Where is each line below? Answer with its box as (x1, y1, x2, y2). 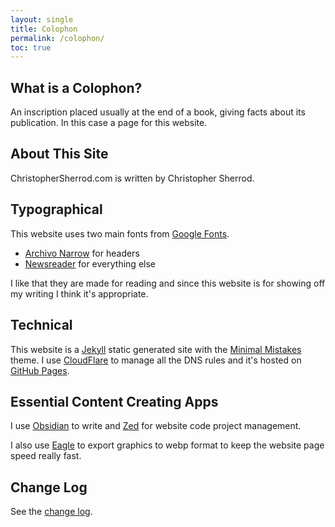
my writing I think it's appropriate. (10, 287, 149, 300)
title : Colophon (10, 24, 78, 34)
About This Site (10, 146, 109, 163)
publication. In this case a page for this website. (10, 117, 208, 129)
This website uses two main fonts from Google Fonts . (10, 227, 230, 240)
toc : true (10, 42, 52, 53)
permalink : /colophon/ (10, 33, 105, 43)
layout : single (10, 14, 74, 25)
